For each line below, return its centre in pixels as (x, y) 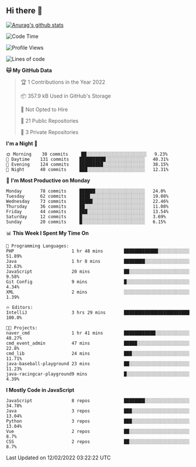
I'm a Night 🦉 (22, 143)
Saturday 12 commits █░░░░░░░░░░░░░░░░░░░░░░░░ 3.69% (86, 217)
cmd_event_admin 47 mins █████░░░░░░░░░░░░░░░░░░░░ (98, 343)
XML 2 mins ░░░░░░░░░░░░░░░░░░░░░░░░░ (98, 292)
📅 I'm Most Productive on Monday (48, 180)
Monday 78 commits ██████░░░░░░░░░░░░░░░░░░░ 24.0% (86, 191)
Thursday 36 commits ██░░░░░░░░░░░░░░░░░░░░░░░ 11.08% (87, 206)
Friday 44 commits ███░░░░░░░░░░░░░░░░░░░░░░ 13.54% (87, 211)
